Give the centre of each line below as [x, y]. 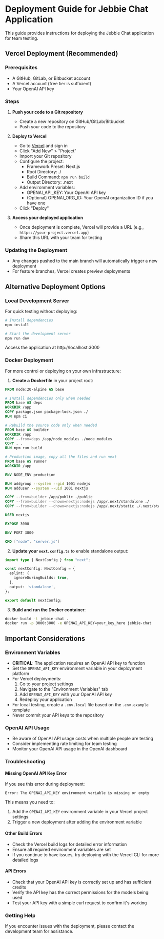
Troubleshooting [25, 762]
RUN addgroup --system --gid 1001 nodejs [48, 483]
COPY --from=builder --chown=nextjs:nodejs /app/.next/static [70, 506]
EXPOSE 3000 [17, 524]
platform [20, 674]
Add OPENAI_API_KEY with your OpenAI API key [66, 695]
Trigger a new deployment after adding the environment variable [77, 822]
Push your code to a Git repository [48, 112]
